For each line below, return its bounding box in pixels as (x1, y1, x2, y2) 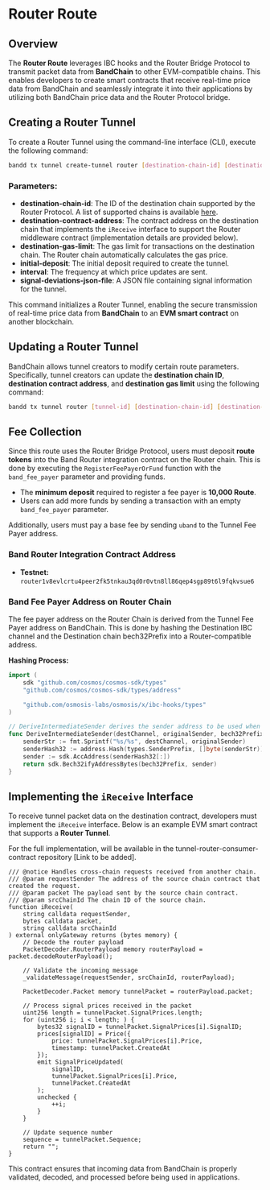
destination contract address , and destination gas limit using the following (8, 378, 260, 388)
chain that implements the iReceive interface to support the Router (19, 224, 241, 233)
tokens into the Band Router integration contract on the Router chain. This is (8, 455, 261, 465)
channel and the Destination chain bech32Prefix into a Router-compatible (8, 631, 252, 641)
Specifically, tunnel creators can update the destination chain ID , (8, 370, 225, 379)
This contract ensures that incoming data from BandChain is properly (8, 1164, 238, 1174)
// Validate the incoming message (22, 967, 138, 975)
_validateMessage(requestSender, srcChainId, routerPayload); (22, 973, 235, 982)
